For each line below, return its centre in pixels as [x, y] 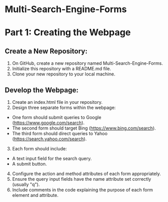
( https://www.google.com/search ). [48, 123]
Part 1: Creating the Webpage [68, 33]
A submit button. [29, 164]
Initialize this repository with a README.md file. [61, 69]
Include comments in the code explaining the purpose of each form [82, 190]
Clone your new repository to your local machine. [63, 74]
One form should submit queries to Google [57, 117]
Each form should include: [39, 149]
